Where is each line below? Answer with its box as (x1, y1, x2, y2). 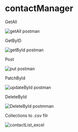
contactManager (5, 3, 74, 14)
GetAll (5, 19, 17, 25)
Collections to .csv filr (5, 112, 48, 118)
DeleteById (5, 94, 27, 100)
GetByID (5, 37, 22, 44)
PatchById (5, 75, 26, 81)
